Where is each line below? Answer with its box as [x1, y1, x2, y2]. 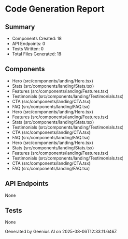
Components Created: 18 [12, 35, 62, 41]
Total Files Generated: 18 [12, 51, 62, 57]
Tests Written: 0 [12, 46, 44, 51]
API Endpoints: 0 [12, 41, 45, 47]
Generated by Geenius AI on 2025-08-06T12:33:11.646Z [5, 229, 117, 235]
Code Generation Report [5, 3, 105, 15]
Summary [5, 23, 35, 31]
